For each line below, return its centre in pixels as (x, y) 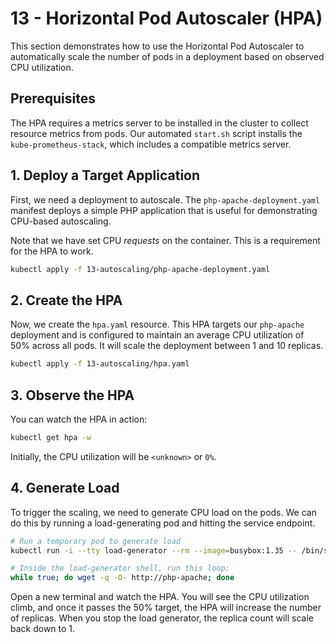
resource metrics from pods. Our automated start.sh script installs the (156, 133)
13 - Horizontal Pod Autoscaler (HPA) (166, 18)
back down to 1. (43, 629)
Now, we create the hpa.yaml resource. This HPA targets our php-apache (157, 324)
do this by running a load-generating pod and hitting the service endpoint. (163, 523)
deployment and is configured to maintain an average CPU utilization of (157, 335)
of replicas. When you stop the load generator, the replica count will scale (162, 618)
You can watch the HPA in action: (79, 419)
